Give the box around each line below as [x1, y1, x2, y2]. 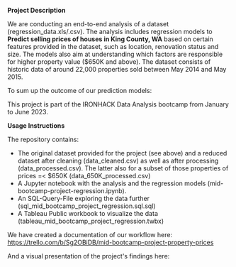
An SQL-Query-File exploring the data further [17, 195, 150, 202]
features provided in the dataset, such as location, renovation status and [7, 43, 219, 50]
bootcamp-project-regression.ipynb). [17, 187, 127, 195]
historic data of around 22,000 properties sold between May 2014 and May [7, 65, 227, 73]
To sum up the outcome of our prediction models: [7, 87, 152, 94]
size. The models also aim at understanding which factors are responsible [7, 50, 223, 58]
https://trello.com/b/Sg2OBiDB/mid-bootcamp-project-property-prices [7, 238, 214, 246]
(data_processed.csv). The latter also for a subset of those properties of [17, 164, 229, 173]
